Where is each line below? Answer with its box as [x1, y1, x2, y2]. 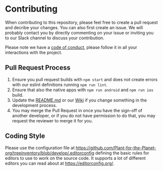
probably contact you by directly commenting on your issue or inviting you [5, 30, 154, 35]
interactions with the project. [5, 50, 63, 55]
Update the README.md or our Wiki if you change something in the [12, 97, 147, 103]
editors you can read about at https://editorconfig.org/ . [5, 160, 114, 166]
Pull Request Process [5, 64, 71, 72]
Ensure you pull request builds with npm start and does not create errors [12, 76, 158, 82]
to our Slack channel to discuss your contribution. [5, 35, 104, 41]
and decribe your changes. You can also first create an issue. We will [5, 24, 143, 30]
